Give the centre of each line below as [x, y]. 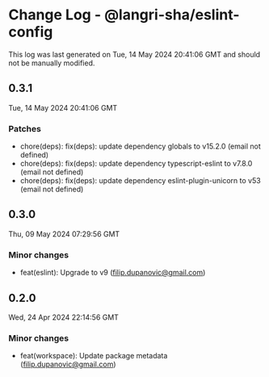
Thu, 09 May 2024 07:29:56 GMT [64, 234]
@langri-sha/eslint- [172, 15]
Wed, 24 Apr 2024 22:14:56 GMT [64, 317]
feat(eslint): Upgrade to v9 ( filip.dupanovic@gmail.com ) [113, 273]
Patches [25, 128]
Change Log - [55, 15]
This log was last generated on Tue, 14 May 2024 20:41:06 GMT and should [134, 54]
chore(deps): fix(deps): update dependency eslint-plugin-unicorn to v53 [140, 181]
